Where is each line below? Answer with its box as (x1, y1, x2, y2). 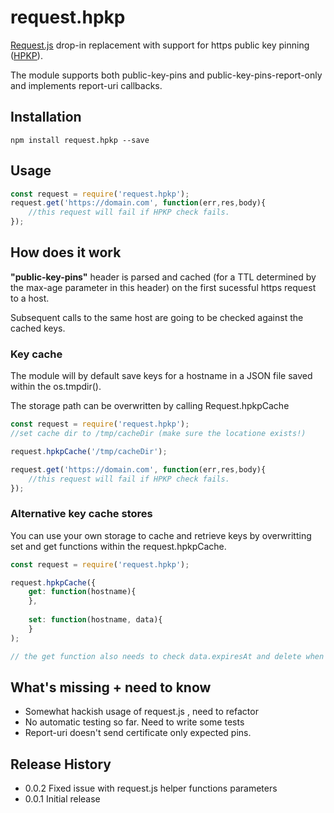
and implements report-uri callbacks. (10, 79, 163, 91)
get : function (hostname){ (28, 587, 137, 597)
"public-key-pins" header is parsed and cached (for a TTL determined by (10, 271, 317, 283)
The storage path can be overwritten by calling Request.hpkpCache (10, 400, 290, 412)
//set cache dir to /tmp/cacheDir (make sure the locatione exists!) (10, 429, 307, 439)
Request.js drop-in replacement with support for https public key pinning (10, 39, 310, 51)
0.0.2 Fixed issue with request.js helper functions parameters (24, 782, 278, 795)
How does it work (10, 244, 122, 261)
